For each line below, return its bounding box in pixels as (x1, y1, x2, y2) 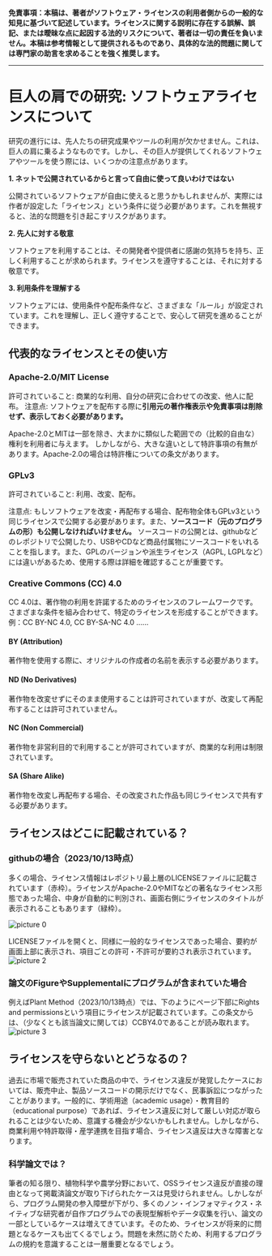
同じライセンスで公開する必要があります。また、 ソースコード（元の (8, 516, 235, 526)
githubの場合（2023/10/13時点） (8, 853, 139, 864)
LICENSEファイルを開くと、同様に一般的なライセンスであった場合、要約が (8, 936, 257, 946)
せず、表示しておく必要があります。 (8, 411, 128, 421)
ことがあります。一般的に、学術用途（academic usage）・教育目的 (8, 1095, 229, 1105)
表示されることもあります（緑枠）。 (8, 903, 125, 913)
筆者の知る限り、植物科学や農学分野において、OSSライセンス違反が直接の (8, 1178, 257, 1188)
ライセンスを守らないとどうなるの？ (8, 1052, 189, 1066)
